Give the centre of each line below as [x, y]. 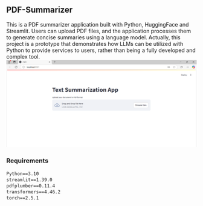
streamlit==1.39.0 [29, 180]
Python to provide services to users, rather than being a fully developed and [101, 50]
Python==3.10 [23, 174]
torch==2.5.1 [23, 198]
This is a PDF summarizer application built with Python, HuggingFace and [98, 24]
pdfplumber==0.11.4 [31, 186]
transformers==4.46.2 [34, 192]
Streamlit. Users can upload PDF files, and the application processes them [99, 31]
